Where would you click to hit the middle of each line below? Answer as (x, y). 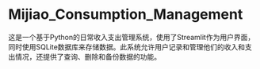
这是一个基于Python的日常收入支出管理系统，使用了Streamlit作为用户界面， (132, 37)
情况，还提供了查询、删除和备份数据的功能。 (88, 56)
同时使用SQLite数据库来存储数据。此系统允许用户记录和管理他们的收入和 (127, 47)
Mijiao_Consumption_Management (126, 15)
